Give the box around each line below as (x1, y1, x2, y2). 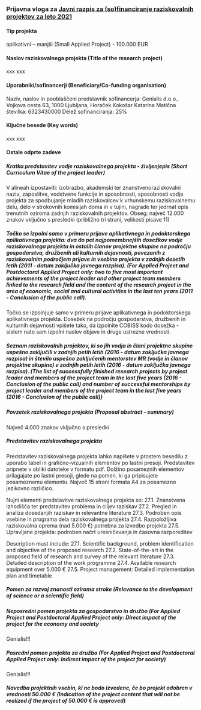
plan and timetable (6, 571, 52, 579)
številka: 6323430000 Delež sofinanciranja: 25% (6, 108, 128, 115)
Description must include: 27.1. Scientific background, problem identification (6, 540, 194, 547)
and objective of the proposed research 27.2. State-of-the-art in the (6, 546, 174, 553)
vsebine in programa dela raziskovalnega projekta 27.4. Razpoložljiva (6, 515, 177, 523)
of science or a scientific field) (6, 592, 85, 599)
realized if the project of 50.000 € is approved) (6, 697, 126, 705)
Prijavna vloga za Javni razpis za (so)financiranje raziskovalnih (6, 5, 194, 13)
